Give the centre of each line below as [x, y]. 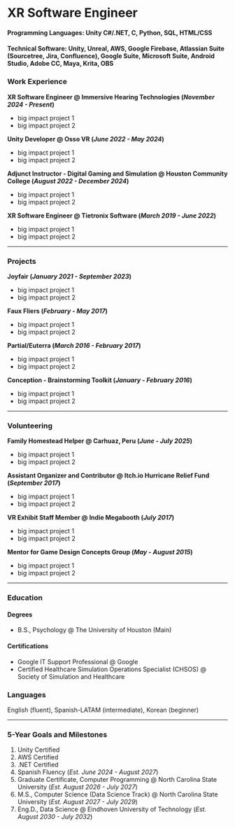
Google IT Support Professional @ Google [78, 661]
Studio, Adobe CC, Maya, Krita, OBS [60, 64]
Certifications [28, 646]
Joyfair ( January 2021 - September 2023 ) [69, 276]
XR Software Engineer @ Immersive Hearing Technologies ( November [111, 97]
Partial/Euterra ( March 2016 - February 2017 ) [74, 345]
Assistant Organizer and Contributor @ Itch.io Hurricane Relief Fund [108, 476]
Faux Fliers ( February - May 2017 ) [58, 311]
